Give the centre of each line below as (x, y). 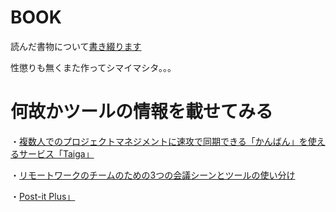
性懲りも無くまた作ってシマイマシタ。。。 (93, 67)
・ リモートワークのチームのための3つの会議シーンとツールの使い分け (153, 175)
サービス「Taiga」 (56, 153)
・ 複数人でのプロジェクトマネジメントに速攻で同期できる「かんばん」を (159, 141)
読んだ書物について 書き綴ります (76, 46)
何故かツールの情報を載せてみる (142, 112)
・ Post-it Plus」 (43, 196)
